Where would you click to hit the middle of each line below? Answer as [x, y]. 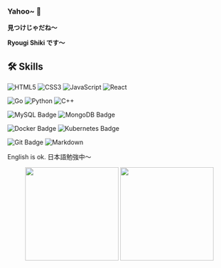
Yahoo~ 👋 [24, 11]
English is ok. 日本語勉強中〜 [49, 157]
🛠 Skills [26, 66]
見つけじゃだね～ [32, 28]
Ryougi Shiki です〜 [36, 43]
